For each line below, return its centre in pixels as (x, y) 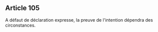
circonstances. (20, 25)
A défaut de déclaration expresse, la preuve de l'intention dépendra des (79, 20)
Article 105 (22, 8)
